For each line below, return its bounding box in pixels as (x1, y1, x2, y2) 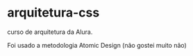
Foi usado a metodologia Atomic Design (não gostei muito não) (7, 41, 187, 49)
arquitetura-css (7, 5, 100, 21)
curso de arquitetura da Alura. (7, 28, 93, 36)
